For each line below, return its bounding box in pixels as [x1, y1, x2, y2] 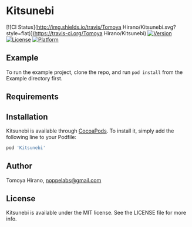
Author [6, 161, 32, 171]
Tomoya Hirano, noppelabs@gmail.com [6, 177, 102, 184]
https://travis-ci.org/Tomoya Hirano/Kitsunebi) [34, 29, 147, 36]
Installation [6, 111, 48, 121]
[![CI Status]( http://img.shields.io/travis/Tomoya [6, 23, 122, 31]
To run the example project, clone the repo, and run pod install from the [6, 69, 183, 76]
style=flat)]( [6, 29, 35, 36]
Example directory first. [6, 74, 63, 82]
